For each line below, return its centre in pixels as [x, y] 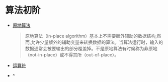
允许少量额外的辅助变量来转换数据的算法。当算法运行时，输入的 [97, 42]
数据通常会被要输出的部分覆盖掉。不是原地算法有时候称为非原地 [91, 48]
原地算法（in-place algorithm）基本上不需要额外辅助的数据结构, [91, 36]
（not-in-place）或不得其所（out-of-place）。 [72, 55]
